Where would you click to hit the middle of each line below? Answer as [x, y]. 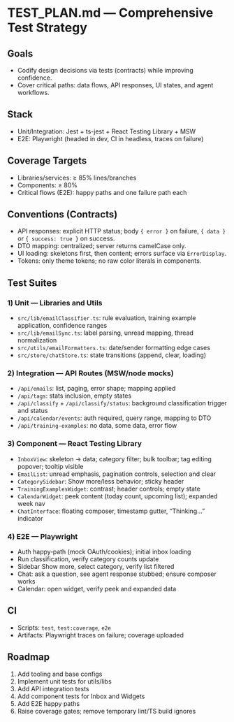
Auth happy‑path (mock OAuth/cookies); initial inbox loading [104, 552]
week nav [31, 503]
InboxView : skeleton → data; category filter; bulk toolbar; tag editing [114, 459]
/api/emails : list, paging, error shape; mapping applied [96, 389]
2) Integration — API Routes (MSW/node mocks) [90, 373]
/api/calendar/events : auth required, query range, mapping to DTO [114, 418]
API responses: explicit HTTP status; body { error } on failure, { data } [121, 231]
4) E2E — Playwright [43, 536]
